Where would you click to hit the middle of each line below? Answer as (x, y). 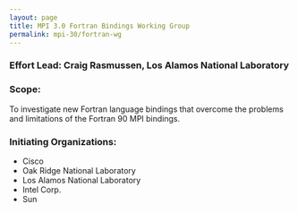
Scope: (25, 89)
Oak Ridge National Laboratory (79, 170)
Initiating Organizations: (63, 141)
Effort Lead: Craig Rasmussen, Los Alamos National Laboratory (149, 65)
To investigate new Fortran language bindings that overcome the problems (146, 109)
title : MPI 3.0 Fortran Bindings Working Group (100, 26)
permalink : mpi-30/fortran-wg (66, 34)
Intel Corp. (42, 190)
